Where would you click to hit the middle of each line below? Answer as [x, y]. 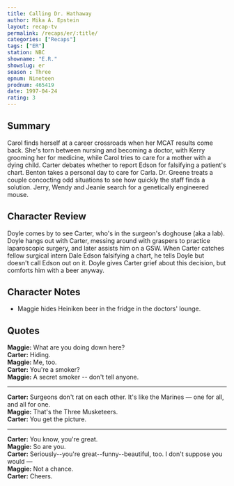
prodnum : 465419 [31, 85]
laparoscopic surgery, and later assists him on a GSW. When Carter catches [116, 248]
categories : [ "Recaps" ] [42, 40]
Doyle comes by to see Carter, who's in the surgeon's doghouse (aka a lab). [116, 233]
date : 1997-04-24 [32, 91]
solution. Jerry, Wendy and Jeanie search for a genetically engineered [108, 187]
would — [20, 462]
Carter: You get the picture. [47, 419]
